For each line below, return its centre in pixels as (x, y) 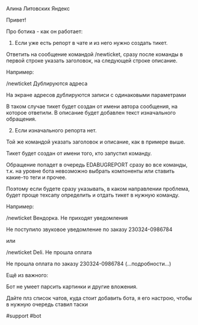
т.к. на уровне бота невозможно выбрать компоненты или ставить (90, 171)
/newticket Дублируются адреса (47, 83)
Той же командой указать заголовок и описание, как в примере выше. (96, 142)
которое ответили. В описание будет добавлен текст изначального (91, 113)
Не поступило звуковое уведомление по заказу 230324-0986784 (89, 229)
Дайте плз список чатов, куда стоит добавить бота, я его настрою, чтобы (99, 298)
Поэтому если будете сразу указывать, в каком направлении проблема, (98, 189)
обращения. (21, 119)
